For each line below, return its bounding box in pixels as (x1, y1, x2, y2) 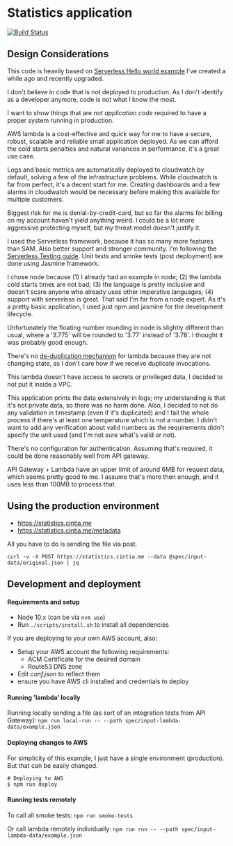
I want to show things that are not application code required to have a (7, 108, 207, 117)
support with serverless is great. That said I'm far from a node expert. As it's (7, 295, 226, 303)
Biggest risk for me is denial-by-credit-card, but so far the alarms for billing (7, 208, 223, 217)
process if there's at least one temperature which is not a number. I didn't (7, 415, 218, 424)
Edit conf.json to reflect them (17, 670, 101, 678)
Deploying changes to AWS (7, 738, 88, 746)
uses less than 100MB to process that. (7, 480, 117, 488)
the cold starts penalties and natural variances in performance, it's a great (7, 144, 220, 153)
